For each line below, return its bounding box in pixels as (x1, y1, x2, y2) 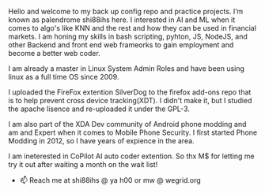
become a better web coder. (8, 49, 100, 58)
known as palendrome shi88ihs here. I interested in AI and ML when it (8, 15, 236, 24)
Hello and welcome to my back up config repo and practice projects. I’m (8, 7, 244, 16)
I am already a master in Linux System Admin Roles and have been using (8, 64, 245, 73)
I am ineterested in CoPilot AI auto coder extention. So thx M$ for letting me (8, 151, 255, 161)
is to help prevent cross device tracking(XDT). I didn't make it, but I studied (8, 96, 252, 105)
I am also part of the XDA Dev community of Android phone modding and (8, 120, 247, 128)
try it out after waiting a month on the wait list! (8, 160, 158, 169)
